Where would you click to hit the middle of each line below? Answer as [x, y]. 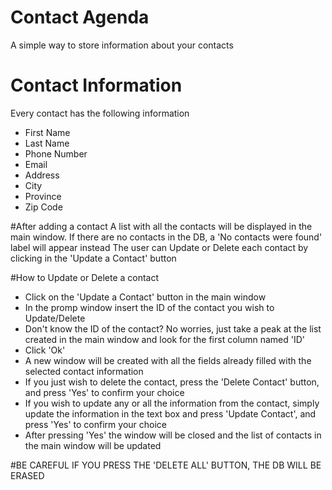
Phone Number [56, 153]
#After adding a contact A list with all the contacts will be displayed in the [161, 226]
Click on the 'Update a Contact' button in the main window [145, 297]
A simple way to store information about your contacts [122, 45]
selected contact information [84, 371]
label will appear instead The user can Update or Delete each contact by [159, 247]
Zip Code [43, 207]
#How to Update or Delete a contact [85, 277]
